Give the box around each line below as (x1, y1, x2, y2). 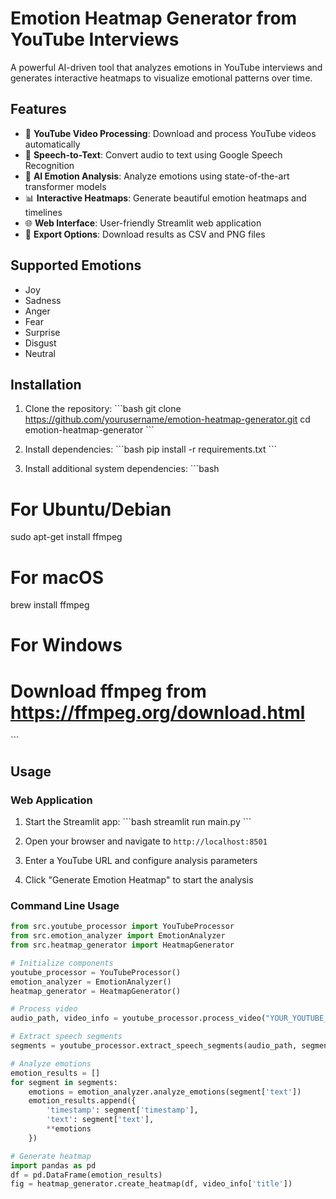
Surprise (24, 326, 61, 338)
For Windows (10, 634, 123, 657)
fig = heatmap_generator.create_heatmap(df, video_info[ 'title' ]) (10, 1179, 293, 1189)
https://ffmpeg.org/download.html (10, 701, 306, 724)
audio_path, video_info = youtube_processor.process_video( (10, 1013, 267, 1024)
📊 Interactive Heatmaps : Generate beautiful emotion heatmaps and (24, 192, 307, 204)
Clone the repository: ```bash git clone (24, 403, 182, 415)
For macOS (10, 566, 105, 589)
